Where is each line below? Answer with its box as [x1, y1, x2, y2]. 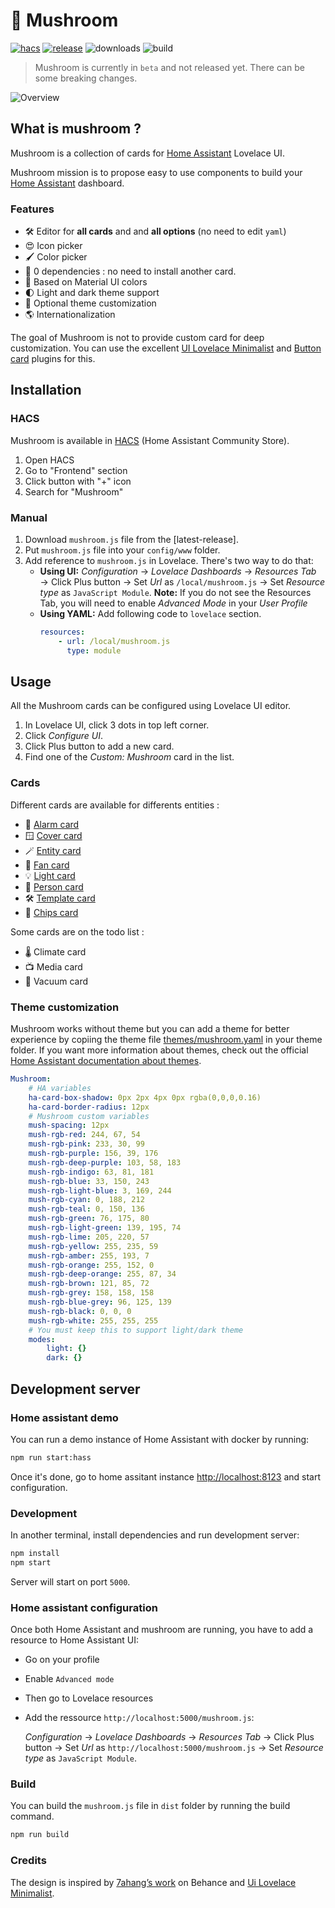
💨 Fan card [24, 859, 70, 871]
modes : [28, 1334, 56, 1344]
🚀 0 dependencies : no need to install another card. [24, 265, 237, 278]
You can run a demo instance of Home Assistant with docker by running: [10, 1433, 310, 1445]
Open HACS [24, 454, 75, 466]
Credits [10, 1854, 47, 1868]
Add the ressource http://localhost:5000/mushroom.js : [24, 1712, 255, 1724]
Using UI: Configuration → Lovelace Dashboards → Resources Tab [39, 565, 317, 578]
